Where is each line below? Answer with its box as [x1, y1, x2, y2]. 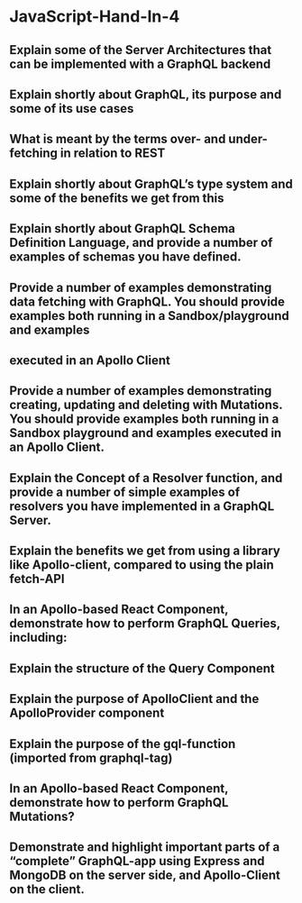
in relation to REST [59, 146, 166, 161]
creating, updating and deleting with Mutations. [9, 397, 283, 413]
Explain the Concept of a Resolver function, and [9, 470, 283, 486]
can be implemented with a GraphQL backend [9, 56, 271, 71]
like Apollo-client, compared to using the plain [9, 557, 274, 573]
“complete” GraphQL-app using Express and [9, 853, 265, 869]
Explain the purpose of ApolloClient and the [9, 691, 260, 707]
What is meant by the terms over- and [9, 132, 226, 147]
